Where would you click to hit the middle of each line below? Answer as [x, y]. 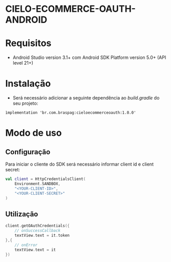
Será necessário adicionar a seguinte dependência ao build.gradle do [86, 98]
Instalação [28, 84]
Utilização [22, 214]
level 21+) [23, 63]
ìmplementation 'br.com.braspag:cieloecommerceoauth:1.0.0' [71, 113]
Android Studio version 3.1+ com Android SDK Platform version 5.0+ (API [89, 57]
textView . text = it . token [42, 235]
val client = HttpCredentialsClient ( [46, 179]
